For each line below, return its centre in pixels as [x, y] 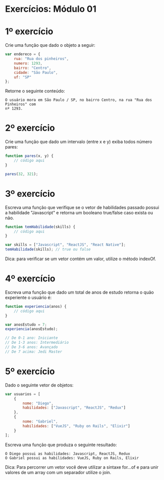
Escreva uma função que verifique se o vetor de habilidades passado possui [82, 207]
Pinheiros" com [21, 104]
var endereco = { [23, 54]
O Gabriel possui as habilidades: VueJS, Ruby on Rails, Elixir [72, 458]
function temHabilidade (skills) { [40, 227]
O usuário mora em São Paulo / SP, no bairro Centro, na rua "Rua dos [79, 100]
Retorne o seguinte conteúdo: [35, 91]
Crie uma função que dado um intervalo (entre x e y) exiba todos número [79, 142]
